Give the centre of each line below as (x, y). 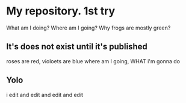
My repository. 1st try (61, 11)
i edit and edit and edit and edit (45, 95)
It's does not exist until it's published (77, 47)
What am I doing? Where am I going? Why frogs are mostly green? (88, 28)
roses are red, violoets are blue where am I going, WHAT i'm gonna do (93, 61)
